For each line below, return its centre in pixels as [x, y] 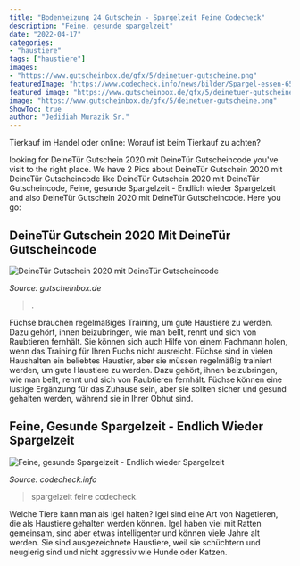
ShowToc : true [36, 109]
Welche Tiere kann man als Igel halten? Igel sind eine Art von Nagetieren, [144, 513]
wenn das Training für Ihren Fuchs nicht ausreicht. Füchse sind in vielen [142, 351]
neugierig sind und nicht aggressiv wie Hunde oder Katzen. [118, 552]
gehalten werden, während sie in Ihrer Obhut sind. [101, 398]
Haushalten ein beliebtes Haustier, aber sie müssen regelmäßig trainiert [141, 360]
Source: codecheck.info [53, 479]
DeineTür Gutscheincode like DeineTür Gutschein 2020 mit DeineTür [134, 179]
